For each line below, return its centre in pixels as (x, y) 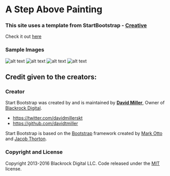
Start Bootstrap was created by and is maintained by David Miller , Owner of (85, 103)
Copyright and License (34, 152)
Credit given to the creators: (51, 77)
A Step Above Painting (54, 9)
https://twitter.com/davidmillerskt (47, 118)
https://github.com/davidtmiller (45, 123)
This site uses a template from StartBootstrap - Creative (76, 26)
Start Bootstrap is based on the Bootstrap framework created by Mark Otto (84, 134)
